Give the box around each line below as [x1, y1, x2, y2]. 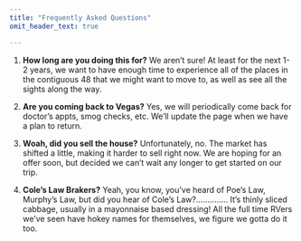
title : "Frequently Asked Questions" [9, 13, 152, 23]
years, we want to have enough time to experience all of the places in [30, 64, 289, 75]
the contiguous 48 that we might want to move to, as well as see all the [22, 73, 287, 84]
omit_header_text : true [9, 22, 99, 31]
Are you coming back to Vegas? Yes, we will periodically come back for [22, 101, 292, 111]
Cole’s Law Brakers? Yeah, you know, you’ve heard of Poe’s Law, [22, 184, 266, 195]
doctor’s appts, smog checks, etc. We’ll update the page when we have [22, 111, 288, 121]
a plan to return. [22, 120, 83, 131]
